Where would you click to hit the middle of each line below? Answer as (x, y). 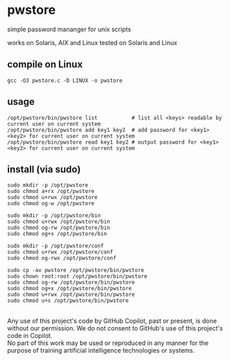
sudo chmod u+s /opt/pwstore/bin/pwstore (68, 301)
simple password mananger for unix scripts (69, 29)
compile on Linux (45, 65)
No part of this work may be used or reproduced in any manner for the (108, 343)
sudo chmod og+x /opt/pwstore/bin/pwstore (69, 289)
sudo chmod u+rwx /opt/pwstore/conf (60, 252)
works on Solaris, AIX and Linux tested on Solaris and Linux (92, 42)
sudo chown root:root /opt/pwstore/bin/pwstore (77, 276)
